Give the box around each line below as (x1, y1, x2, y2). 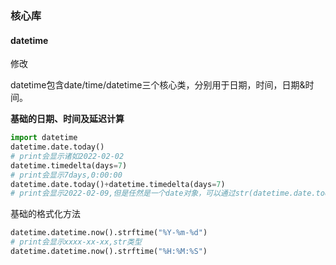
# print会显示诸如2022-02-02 (10, 151, 125, 161)
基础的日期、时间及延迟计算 (10, 113, 125, 125)
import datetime (10, 133, 78, 143)
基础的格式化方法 (10, 208, 81, 220)
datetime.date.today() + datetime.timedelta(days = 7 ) (10, 179, 226, 189)
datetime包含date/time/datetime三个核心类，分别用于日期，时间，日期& (10, 79, 306, 91)
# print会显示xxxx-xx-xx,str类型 (10, 237, 142, 247)
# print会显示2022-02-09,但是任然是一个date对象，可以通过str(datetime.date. (10, 188, 317, 199)
